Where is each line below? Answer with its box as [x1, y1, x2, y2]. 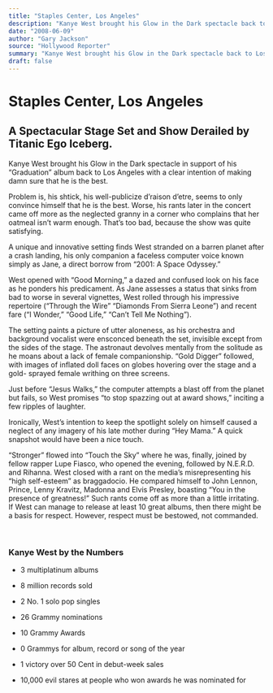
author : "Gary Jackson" [8, 34, 89, 43]
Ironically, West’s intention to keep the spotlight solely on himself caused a [8, 417, 258, 427]
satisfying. [8, 226, 43, 236]
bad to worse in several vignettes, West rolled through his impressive [8, 292, 240, 301]
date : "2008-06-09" [8, 27, 75, 35]
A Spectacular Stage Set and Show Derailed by [8, 124, 250, 138]
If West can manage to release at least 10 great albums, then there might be [8, 501, 262, 512]
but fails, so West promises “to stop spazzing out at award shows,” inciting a [8, 392, 265, 402]
